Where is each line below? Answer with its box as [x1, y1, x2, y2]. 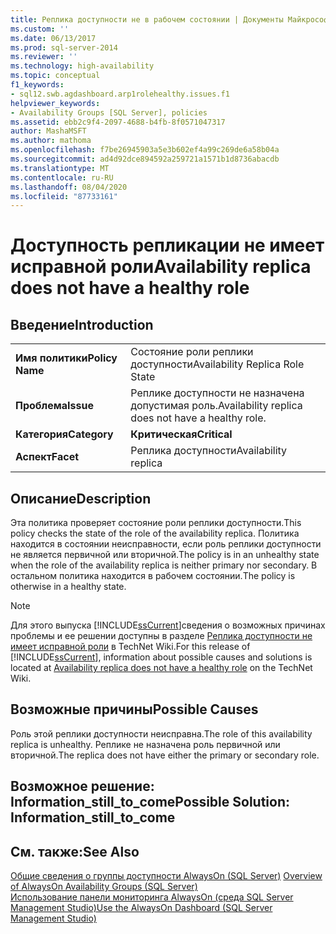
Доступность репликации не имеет [10, 234, 325, 257]
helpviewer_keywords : [10, 98, 101, 108]
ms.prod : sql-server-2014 [10, 42, 118, 53]
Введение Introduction [10, 316, 154, 333]
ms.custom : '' [10, 24, 70, 34]
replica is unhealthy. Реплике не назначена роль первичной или [10, 738, 281, 750]
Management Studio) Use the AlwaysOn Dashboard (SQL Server [10, 902, 273, 914]
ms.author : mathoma [10, 136, 92, 146]
